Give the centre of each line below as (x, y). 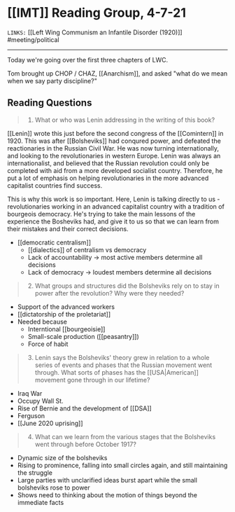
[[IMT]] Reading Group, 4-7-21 (97, 13)
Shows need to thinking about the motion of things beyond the (107, 494)
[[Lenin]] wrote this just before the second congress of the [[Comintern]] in (115, 133)
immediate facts (41, 502)
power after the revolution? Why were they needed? (109, 293)
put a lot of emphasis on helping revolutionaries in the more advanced (108, 178)
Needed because (42, 321)
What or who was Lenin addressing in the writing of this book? (125, 120)
